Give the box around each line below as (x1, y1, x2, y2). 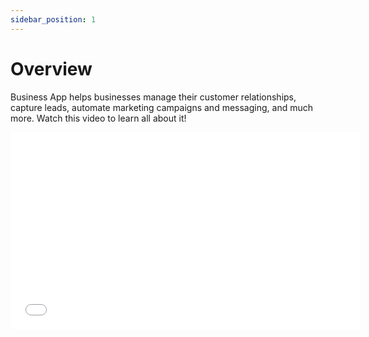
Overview (10, 57, 93, 80)
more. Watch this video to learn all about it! (10, 112, 187, 124)
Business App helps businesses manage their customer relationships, (10, 91, 297, 103)
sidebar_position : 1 (10, 14, 97, 25)
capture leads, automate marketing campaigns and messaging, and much (10, 101, 313, 113)
